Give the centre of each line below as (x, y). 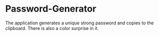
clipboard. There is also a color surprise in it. (52, 28)
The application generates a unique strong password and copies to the (79, 23)
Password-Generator (51, 9)
